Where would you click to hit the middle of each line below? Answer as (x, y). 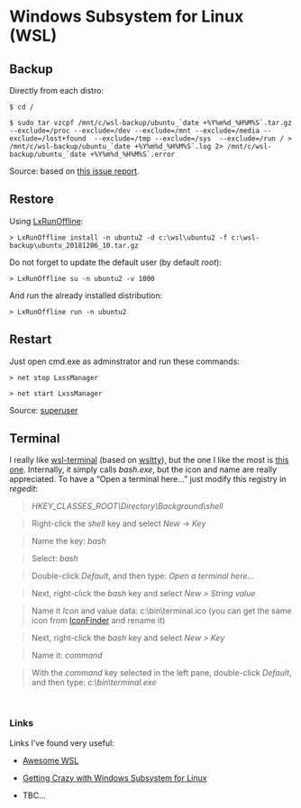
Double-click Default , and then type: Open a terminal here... (143, 576)
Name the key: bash (68, 541)
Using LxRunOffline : (46, 221)
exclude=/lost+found (48, 139)
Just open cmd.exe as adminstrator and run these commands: (125, 361)
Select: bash (55, 558)
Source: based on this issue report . (74, 171)
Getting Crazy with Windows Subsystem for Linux (114, 777)
